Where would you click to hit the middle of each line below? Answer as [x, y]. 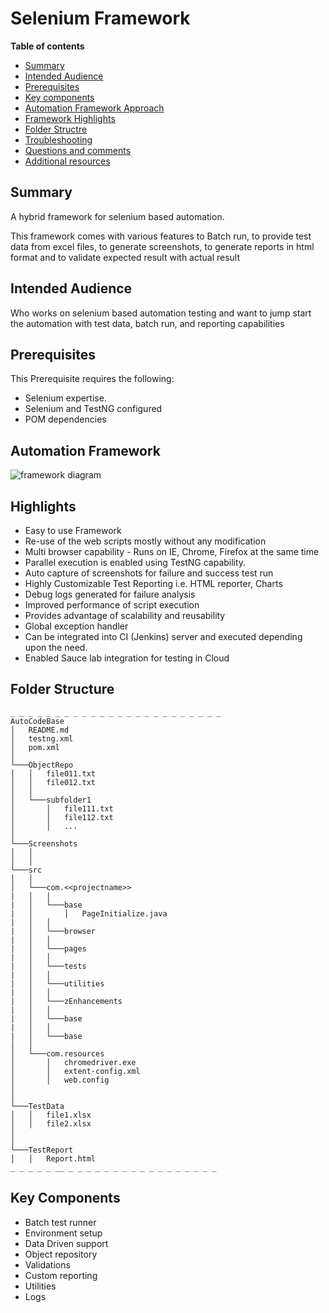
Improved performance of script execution [112, 605]
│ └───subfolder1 [51, 800]
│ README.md [40, 730]
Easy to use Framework [73, 530]
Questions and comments [78, 150]
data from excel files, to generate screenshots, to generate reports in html [162, 246]
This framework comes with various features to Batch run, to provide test [161, 236]
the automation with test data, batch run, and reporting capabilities [147, 323]
